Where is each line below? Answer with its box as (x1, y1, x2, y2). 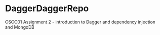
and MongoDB (5, 24, 35, 30)
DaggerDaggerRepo (5, 3, 89, 14)
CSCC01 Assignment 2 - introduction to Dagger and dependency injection (5, 19, 156, 25)
